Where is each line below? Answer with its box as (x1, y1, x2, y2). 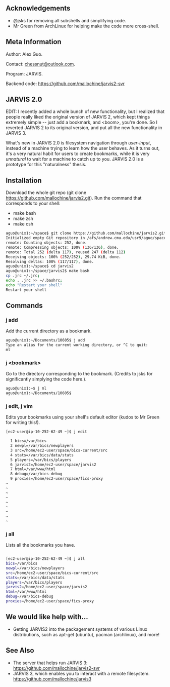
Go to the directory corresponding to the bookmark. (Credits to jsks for (6, 371, 153, 377)
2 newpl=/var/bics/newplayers (10, 443, 74, 448)
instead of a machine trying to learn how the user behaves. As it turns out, (6, 145, 160, 151)
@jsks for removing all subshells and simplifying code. (13, 17, 127, 23)
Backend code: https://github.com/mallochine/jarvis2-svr (6, 81, 125, 87)
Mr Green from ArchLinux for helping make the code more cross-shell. (13, 23, 159, 29)
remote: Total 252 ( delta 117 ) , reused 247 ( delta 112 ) (6, 249, 126, 255)
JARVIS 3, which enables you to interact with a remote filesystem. (13, 670, 150, 676)
